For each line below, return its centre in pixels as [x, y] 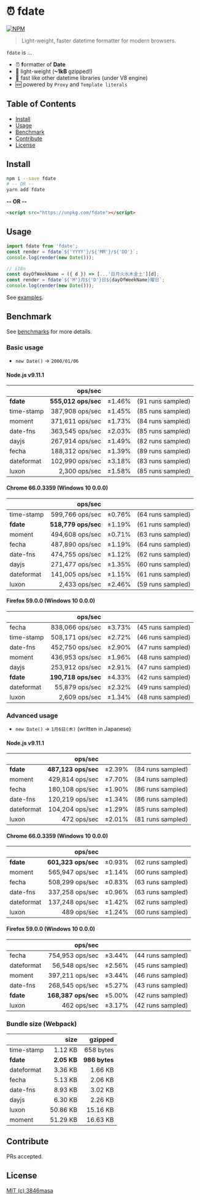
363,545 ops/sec [76, 431]
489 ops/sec [80, 912]
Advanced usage [32, 715]
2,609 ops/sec [80, 697]
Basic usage [25, 347]
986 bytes [98, 1059]
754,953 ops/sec [74, 955]
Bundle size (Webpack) [42, 1024]
